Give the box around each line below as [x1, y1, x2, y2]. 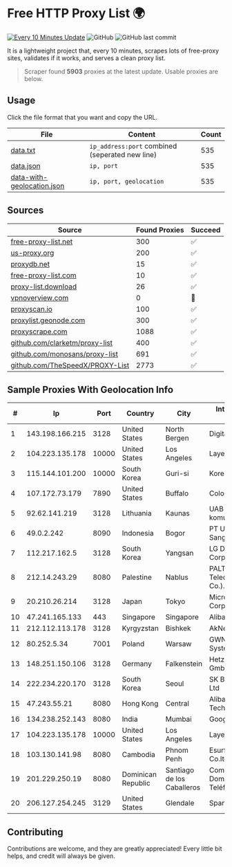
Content [128, 129, 156, 139]
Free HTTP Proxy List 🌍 [7, 6, 146, 21]
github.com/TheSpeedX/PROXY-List [10, 361, 130, 370]
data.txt [10, 145, 36, 155]
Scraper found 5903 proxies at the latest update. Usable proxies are [23, 67, 219, 75]
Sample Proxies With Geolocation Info [7, 383, 174, 395]
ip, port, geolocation [89, 177, 164, 185]
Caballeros [165, 783, 201, 792]
